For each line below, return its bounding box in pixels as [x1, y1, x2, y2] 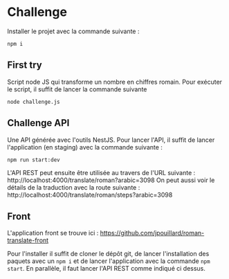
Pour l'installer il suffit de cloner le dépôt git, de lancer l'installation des [7, 250, 210, 258]
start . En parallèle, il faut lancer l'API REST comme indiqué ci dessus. [7, 264, 206, 273]
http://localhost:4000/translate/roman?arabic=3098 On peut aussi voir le [7, 176, 215, 184]
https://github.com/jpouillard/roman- [100, 229, 205, 237]
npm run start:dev [7, 156, 60, 163]
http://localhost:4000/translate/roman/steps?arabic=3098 [7, 190, 173, 199]
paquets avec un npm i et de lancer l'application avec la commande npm [7, 257, 210, 265]
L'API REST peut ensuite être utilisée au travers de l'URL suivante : [7, 168, 196, 177]
